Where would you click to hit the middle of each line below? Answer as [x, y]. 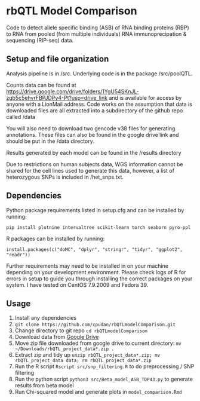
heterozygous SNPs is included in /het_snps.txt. [65, 177]
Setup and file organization [58, 59]
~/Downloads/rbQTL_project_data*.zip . [64, 349]
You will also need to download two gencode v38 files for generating [91, 128]
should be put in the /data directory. [50, 141]
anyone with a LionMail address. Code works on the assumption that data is [99, 104]
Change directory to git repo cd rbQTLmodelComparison [81, 330]
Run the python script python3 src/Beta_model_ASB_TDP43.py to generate [104, 379]
